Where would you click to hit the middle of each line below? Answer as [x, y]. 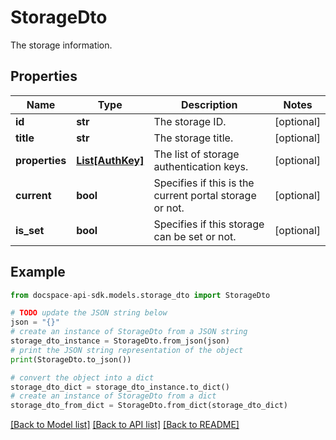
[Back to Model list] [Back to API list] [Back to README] [125, 425]
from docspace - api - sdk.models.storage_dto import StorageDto [140, 295]
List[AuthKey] [110, 160]
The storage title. [193, 138]
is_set [30, 230]
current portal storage [205, 195]
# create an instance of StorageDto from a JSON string [129, 332]
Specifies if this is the [204, 183]
